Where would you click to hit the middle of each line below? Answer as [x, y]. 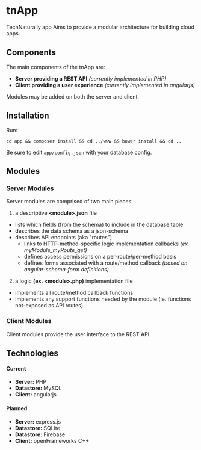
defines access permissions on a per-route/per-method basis [100, 257]
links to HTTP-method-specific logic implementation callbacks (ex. [107, 244]
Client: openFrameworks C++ [52, 441]
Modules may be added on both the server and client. [73, 96]
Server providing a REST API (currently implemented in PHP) [91, 78]
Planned [17, 408]
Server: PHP [31, 382]
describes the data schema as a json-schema [71, 231]
